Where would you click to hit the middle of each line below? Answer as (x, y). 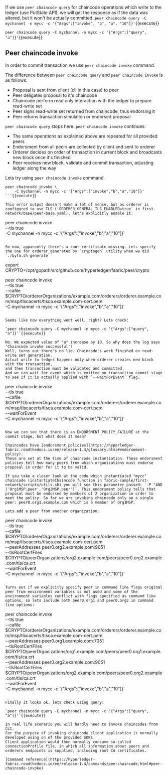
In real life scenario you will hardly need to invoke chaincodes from (81, 724)
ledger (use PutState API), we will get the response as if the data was (76, 13)
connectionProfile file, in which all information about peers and (77, 746)
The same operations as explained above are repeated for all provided (85, 136)
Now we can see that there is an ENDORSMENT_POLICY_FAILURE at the (77, 432)
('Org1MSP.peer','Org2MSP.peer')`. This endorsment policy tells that (80, 489)
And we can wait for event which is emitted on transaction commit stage (84, 373)
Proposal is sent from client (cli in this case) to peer (65, 90)
